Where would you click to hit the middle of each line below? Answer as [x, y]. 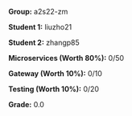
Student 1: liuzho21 [40, 27]
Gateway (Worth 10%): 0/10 [56, 74]
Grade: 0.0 [26, 104]
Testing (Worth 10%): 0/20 [54, 89]
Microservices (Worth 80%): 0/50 [66, 58]
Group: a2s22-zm [38, 12]
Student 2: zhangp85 [44, 42]
